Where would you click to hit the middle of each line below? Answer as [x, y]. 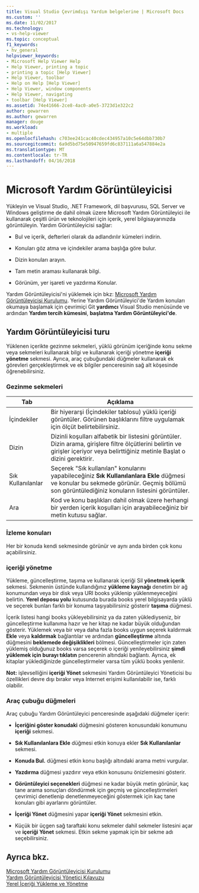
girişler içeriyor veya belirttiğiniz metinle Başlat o [118, 452]
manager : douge [25, 122]
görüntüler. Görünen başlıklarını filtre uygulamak [118, 420]
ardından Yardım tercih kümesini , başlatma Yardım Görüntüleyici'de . [92, 313]
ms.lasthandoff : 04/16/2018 [41, 161]
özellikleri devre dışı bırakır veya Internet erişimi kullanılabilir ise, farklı [91, 679]
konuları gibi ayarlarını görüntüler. [56, 803]
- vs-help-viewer [28, 34]
